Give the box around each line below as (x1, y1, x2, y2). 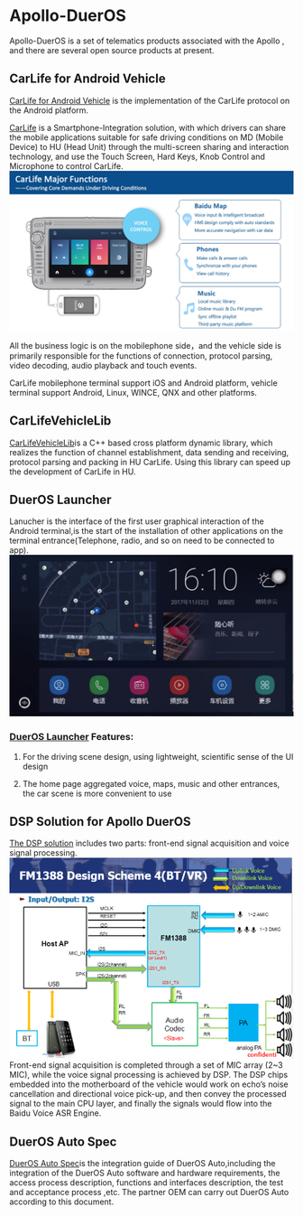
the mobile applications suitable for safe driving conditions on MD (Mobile (9, 132, 284, 143)
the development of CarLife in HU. (9, 466, 136, 477)
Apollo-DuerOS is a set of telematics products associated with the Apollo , (9, 35, 285, 46)
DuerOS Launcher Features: (9, 731, 134, 744)
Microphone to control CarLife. (9, 160, 124, 172)
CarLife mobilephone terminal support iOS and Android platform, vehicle (9, 377, 278, 388)
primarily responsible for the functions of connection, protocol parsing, (9, 350, 273, 361)
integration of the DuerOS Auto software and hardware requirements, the (9, 1167, 280, 1179)
